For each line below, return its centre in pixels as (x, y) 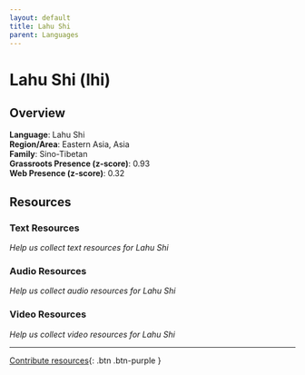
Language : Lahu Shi (47, 135)
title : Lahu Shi (40, 26)
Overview (38, 113)
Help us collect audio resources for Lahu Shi (93, 291)
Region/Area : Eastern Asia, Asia (69, 144)
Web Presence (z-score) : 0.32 (67, 173)
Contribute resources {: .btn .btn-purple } (85, 360)
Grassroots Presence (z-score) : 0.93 (80, 163)
